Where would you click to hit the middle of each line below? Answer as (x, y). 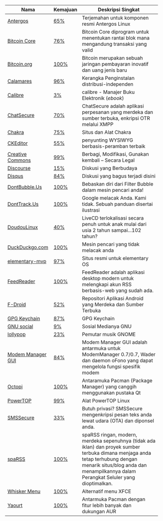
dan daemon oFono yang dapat (117, 361)
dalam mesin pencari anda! (113, 190)
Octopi (15, 387)
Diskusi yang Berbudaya (109, 168)
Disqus (15, 176)
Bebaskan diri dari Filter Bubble (118, 184)
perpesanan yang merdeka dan (117, 112)
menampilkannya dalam (109, 471)
